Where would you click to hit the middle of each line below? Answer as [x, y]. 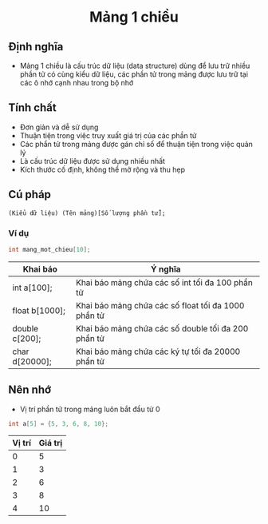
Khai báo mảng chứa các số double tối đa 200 [162, 328]
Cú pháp [30, 195]
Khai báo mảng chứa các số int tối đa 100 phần [164, 282]
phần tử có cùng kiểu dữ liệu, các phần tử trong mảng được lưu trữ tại [134, 74]
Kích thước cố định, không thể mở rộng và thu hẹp [102, 169]
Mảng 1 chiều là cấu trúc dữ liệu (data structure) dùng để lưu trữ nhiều [135, 65]
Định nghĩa [36, 47]
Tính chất [33, 108]
